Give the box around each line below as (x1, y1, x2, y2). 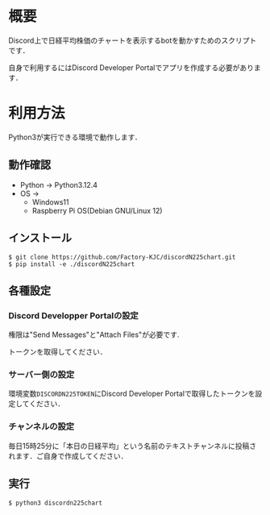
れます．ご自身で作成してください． (8, 451, 128, 460)
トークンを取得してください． (8, 347, 107, 357)
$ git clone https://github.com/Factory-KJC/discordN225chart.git (8, 253, 236, 261)
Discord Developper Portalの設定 (8, 309, 139, 321)
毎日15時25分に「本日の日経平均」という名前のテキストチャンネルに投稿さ (8, 441, 257, 451)
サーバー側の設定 (8, 369, 75, 380)
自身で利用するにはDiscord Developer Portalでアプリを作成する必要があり (8, 62, 254, 73)
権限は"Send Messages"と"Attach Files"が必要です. (8, 330, 180, 339)
